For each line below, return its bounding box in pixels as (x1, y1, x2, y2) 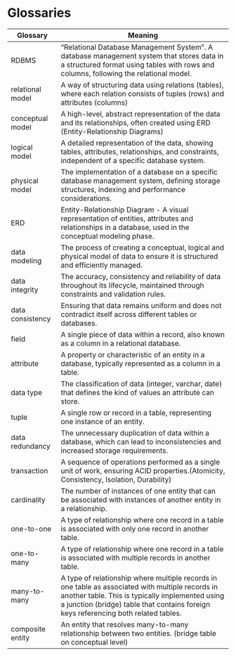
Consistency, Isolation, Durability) (60, 475, 172, 484)
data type (11, 387, 43, 397)
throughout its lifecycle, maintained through (60, 280, 204, 290)
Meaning (127, 30, 158, 40)
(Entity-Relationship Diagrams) (60, 127, 164, 136)
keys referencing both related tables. (60, 608, 182, 618)
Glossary (16, 30, 48, 40)
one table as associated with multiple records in (60, 581, 218, 591)
